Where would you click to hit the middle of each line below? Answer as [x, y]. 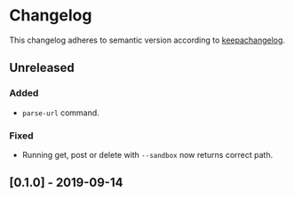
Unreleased [42, 68]
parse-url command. [60, 113]
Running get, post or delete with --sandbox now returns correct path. [147, 154]
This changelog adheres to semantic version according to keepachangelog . [147, 40]
